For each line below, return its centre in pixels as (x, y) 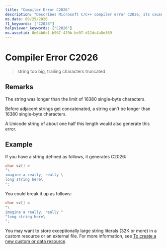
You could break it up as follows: (39, 193)
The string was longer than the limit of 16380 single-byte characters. (75, 99)
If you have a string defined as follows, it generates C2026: (66, 156)
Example (19, 145)
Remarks (19, 87)
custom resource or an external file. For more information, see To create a (81, 236)
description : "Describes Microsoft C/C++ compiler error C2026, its (78, 14)
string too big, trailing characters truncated (61, 71)
